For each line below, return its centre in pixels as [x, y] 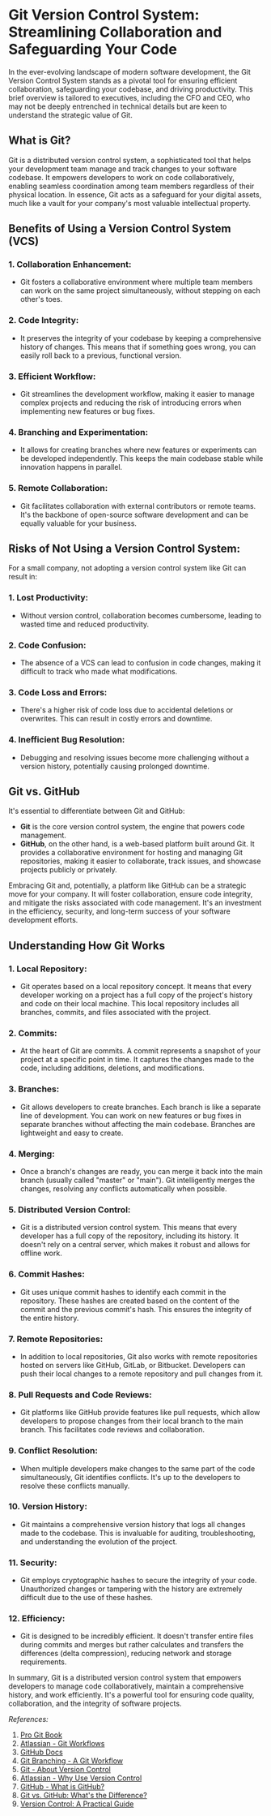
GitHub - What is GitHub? [62, 1787]
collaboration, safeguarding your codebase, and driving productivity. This [131, 89]
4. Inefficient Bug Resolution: [67, 740]
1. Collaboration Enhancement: [70, 265]
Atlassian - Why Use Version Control [81, 1778]
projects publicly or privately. [68, 870]
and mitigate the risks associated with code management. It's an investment [135, 903]
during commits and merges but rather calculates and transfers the [132, 1645]
